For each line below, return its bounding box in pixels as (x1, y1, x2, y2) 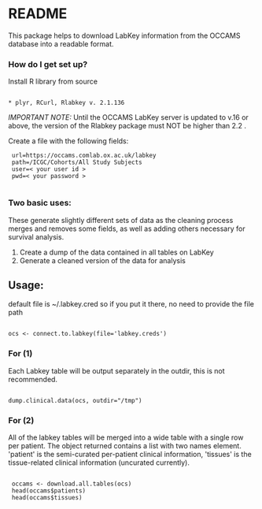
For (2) (8, 414, 35, 425)
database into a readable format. (8, 39, 114, 48)
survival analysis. (8, 232, 65, 241)
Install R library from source (8, 76, 98, 87)
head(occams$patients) (11, 486, 87, 495)
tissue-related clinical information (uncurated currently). (8, 458, 190, 467)
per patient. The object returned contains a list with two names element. (8, 440, 242, 450)
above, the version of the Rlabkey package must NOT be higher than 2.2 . (8, 121, 246, 131)
